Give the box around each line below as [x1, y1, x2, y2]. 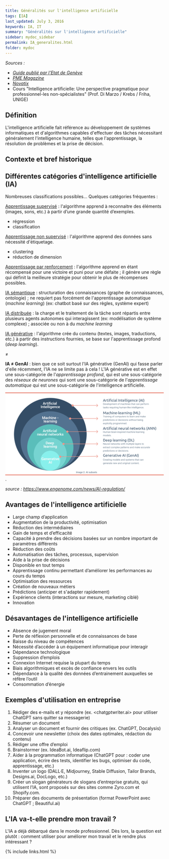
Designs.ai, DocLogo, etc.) [12, 773, 68, 779]
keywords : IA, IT [5, 24, 42, 29]
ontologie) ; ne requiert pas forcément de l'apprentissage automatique [5, 295, 151, 301]
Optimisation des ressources [12, 578, 72, 584]
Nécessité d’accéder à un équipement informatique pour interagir [12, 643, 148, 650]
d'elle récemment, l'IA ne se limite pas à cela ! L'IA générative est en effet [5, 366, 157, 372]
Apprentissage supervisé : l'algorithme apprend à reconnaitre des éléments [5, 203, 162, 209]
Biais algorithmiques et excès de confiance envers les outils [12, 665, 137, 671]
